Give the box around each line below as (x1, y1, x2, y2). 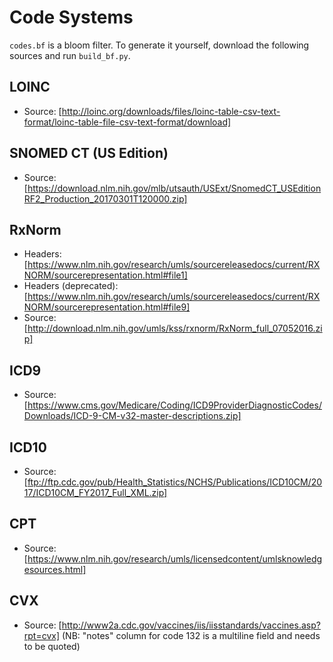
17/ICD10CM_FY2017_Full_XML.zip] (23, 487, 168, 498)
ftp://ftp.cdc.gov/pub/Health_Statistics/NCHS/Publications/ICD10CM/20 (27, 476, 323, 488)
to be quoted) (23, 640, 81, 652)
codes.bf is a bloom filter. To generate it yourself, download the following (9, 39, 310, 51)
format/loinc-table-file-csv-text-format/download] (23, 116, 232, 128)
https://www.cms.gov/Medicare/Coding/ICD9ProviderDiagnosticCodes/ (27, 399, 322, 411)
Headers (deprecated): (23, 280, 119, 292)
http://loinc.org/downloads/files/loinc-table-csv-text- (61, 105, 281, 117)
